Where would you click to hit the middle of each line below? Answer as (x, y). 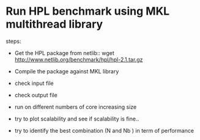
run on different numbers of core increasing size (76, 107)
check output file (36, 95)
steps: (13, 41)
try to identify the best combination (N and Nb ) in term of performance (104, 130)
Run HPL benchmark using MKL (88, 11)
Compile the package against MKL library (67, 71)
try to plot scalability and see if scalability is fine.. (76, 119)
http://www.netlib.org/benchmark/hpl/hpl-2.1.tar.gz (79, 59)
